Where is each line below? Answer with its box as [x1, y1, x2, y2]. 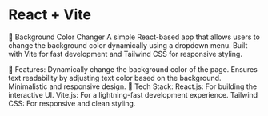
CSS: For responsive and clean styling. [8, 98, 136, 108]
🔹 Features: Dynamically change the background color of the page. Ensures [8, 64, 258, 74]
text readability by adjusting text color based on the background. [8, 73, 222, 82]
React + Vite [8, 6, 92, 24]
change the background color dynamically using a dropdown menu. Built [8, 40, 248, 50]
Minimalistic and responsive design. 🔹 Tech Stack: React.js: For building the [8, 82, 258, 91]
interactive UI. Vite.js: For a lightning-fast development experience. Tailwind [8, 90, 258, 99]
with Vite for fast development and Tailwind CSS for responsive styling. [8, 49, 242, 58]
